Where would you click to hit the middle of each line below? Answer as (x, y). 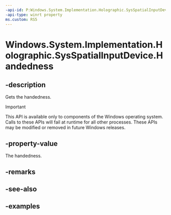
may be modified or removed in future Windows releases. (65, 128)
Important (16, 107)
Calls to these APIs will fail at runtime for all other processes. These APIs (81, 122)
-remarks (20, 172)
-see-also (21, 189)
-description (25, 85)
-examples (23, 206)
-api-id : (15, 10)
